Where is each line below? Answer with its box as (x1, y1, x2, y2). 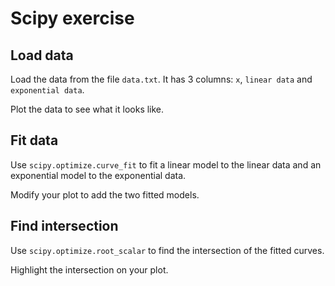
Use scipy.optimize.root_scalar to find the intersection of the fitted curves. (10, 244, 325, 256)
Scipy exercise (10, 7, 135, 30)
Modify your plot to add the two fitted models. (10, 188, 200, 201)
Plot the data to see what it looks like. (10, 103, 165, 115)
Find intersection (10, 218, 119, 235)
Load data (10, 47, 74, 64)
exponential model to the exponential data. (10, 169, 187, 181)
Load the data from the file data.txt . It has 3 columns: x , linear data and (10, 73, 313, 85)
